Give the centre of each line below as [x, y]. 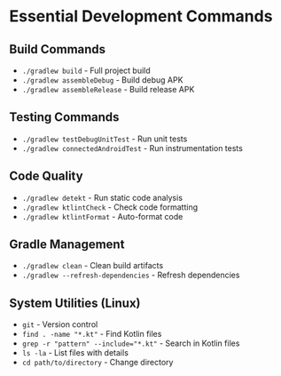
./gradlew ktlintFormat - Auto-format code [102, 216]
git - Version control [60, 324]
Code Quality [46, 176]
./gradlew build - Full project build [86, 70]
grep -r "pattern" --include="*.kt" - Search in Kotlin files [131, 343]
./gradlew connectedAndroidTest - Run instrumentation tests [133, 148]
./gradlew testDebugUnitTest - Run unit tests [105, 139]
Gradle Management [67, 245]
